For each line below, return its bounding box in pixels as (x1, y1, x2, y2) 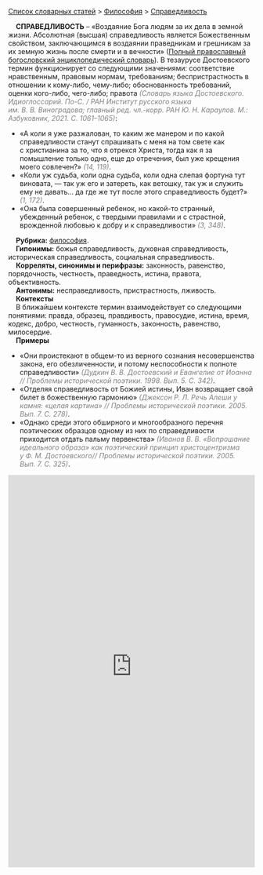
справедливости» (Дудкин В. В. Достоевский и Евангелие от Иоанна (19, 368, 252, 377)
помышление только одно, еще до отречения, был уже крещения (19, 154, 240, 163)
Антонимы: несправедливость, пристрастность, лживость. (15, 286, 217, 295)
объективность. (8, 278, 61, 286)
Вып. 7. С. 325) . (19, 459, 70, 468)
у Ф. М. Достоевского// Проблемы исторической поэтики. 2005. (19, 451, 236, 460)
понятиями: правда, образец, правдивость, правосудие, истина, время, (8, 311, 250, 320)
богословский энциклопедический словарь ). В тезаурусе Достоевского (8, 55, 250, 64)
